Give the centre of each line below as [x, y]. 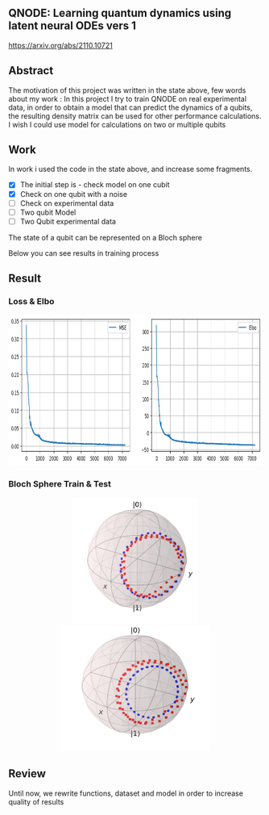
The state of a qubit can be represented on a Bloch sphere [106, 237]
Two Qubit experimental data [68, 221]
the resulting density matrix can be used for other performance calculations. [135, 115]
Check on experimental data [67, 203]
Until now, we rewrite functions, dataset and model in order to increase [126, 793]
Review [27, 774]
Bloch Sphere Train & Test [60, 484]
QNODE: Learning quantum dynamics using [120, 13]
